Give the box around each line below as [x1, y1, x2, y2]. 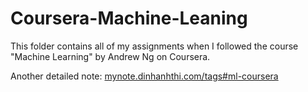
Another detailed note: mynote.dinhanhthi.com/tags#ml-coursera [10, 70, 279, 82]
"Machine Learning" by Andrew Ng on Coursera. [10, 50, 211, 62]
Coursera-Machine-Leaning [10, 7, 248, 30]
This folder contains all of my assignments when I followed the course [10, 40, 299, 52]
